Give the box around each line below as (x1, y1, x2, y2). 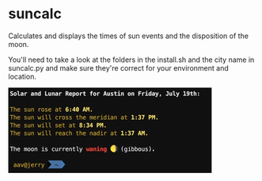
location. (8, 71, 37, 81)
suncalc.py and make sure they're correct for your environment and (8, 63, 230, 72)
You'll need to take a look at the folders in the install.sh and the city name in (8, 55, 255, 64)
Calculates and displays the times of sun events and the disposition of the (8, 31, 249, 40)
